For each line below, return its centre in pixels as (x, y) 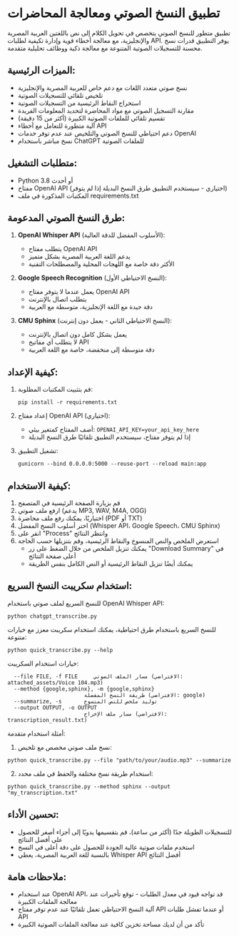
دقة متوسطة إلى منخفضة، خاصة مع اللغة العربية (91, 350)
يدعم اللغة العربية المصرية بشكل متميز (79, 256)
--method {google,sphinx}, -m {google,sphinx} (84, 689)
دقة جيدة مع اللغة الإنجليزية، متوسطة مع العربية (91, 307)
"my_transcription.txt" (43, 793)
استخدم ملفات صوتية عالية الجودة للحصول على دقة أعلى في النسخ (106, 847)
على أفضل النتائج (40, 839)
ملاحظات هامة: (37, 877)
